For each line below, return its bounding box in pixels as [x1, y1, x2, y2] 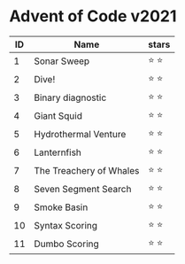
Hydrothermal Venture [34, 128, 127, 141]
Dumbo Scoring [34, 237, 99, 250]
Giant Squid [34, 110, 82, 122]
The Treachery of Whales [34, 165, 140, 177]
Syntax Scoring [34, 220, 98, 232]
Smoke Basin [34, 201, 89, 214]
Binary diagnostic [34, 91, 107, 104]
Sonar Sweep [34, 55, 90, 67]
